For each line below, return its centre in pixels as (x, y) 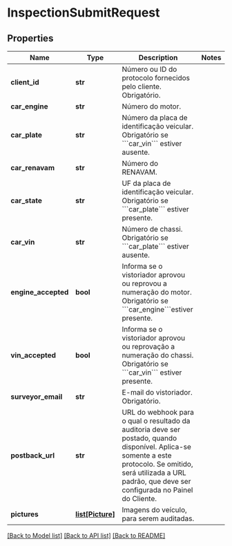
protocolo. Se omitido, (157, 464)
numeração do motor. (157, 292)
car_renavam (33, 168)
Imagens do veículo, (155, 510)
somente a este (147, 455)
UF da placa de (146, 183)
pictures (25, 514)
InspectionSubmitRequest (84, 13)
